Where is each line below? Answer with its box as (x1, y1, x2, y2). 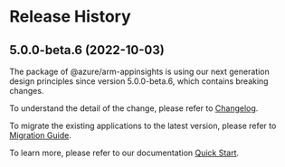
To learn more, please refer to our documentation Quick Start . (9, 147, 240, 158)
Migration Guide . (9, 130, 72, 141)
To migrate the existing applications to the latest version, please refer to (9, 120, 277, 131)
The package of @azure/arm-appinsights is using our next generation (9, 66, 270, 77)
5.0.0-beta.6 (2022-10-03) (9, 42, 165, 58)
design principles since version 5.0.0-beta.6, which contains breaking (9, 76, 269, 87)
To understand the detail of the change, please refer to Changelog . (9, 103, 259, 114)
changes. (9, 86, 44, 96)
